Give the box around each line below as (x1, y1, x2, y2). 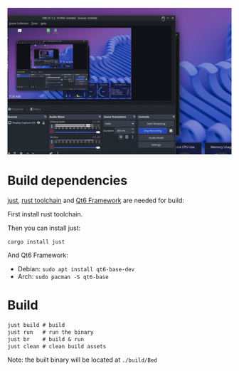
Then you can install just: (7, 224, 81, 232)
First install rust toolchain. (7, 209, 83, 218)
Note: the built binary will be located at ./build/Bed (7, 355, 158, 364)
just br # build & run (7, 335, 84, 343)
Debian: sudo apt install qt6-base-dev (17, 264, 135, 273)
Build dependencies (7, 172, 128, 189)
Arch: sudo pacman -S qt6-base (17, 272, 109, 281)
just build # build (7, 321, 65, 328)
